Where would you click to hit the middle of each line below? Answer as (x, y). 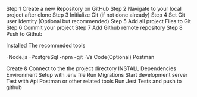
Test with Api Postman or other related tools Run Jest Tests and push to (94, 81)
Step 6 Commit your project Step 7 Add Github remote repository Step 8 (94, 27)
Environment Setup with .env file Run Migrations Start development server (97, 75)
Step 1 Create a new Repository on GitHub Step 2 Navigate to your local (94, 9)
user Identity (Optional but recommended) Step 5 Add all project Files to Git (99, 21)
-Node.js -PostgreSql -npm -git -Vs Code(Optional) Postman (80, 57)
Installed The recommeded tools (46, 45)
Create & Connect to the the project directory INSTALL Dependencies (91, 68)
